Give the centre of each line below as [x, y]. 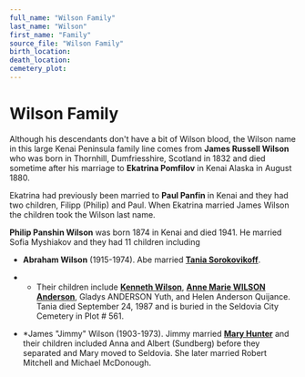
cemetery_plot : [38, 69]
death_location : [40, 60]
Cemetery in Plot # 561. [80, 316]
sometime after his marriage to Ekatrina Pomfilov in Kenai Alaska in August [151, 168]
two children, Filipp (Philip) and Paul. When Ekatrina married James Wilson [149, 205]
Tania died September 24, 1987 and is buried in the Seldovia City [158, 306]
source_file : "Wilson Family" [67, 43]
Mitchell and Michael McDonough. [87, 362]
